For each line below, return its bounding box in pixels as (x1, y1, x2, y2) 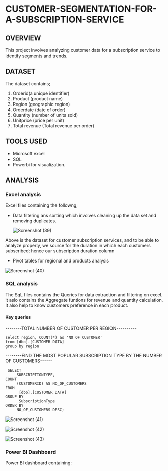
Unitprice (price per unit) (12, 117, 65, 123)
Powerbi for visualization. (12, 161, 66, 167)
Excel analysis (5, 191, 41, 198)
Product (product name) (12, 95, 63, 101)
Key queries (5, 314, 31, 320)
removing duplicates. (12, 218, 57, 224)
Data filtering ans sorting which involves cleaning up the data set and (12, 213, 156, 219)
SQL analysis (5, 280, 38, 287)
